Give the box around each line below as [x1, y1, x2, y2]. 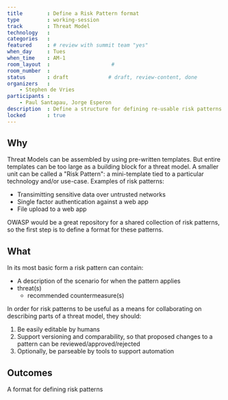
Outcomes [7, 367, 53, 379]
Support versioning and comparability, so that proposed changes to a [16, 333, 214, 341]
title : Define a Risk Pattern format [7, 10, 139, 17]
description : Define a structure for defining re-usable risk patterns [7, 105, 223, 112]
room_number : [7, 67, 51, 74]
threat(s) [16, 284, 42, 292]
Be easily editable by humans [16, 325, 101, 334]
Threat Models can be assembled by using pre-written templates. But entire [7, 155, 221, 164]
